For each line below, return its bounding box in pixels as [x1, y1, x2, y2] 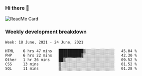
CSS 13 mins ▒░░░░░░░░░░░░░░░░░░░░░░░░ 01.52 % [5, 61, 137, 66]
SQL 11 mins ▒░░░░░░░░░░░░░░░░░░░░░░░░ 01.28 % [5, 66, 137, 71]
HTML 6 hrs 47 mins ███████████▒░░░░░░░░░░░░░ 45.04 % [5, 48, 137, 53]
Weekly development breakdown [5, 28, 87, 35]
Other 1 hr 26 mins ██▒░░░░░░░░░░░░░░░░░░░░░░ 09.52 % [5, 57, 137, 62]
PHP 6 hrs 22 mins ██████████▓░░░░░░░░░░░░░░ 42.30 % [5, 52, 137, 58]
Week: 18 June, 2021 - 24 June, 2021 [5, 39, 84, 44]
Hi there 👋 [5, 4, 30, 11]
